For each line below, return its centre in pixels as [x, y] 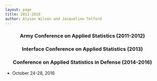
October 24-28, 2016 [33, 73]
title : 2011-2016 [23, 14]
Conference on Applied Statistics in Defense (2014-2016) [82, 62]
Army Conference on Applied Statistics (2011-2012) [82, 36]
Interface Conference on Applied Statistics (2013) [82, 49]
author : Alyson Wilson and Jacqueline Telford [53, 19]
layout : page [18, 10]
